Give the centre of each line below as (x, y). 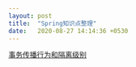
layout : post (30, 16)
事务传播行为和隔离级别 (47, 55)
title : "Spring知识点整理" (53, 23)
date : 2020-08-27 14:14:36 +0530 (68, 31)
